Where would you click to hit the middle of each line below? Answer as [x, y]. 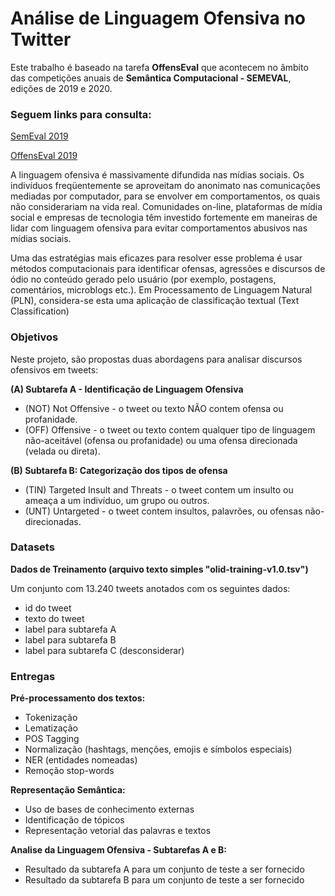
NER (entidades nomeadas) [81, 760]
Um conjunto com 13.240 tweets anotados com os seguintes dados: [150, 588]
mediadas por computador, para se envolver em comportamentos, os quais [165, 196]
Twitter [41, 39]
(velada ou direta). [62, 451]
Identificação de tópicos [74, 820]
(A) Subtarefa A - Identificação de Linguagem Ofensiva [127, 389]
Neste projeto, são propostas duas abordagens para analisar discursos [156, 359]
